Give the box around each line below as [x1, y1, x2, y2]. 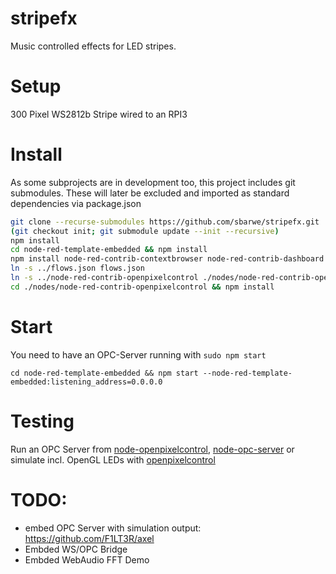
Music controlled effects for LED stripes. [10, 40, 177, 52]
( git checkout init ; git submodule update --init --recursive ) [10, 226, 280, 236]
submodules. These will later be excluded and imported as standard [10, 187, 290, 199]
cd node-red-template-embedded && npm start [10, 368, 199, 378]
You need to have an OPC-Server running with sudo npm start [10, 348, 267, 361]
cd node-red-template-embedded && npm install [10, 245, 208, 255]
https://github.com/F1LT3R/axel [24, 532, 155, 544]
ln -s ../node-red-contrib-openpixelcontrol [10, 273, 199, 283]
